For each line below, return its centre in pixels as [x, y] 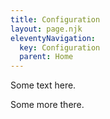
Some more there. [47, 105]
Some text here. [43, 85]
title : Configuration [55, 19]
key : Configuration [60, 47]
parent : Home [46, 57]
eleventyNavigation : [53, 38]
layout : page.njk [46, 29]
